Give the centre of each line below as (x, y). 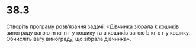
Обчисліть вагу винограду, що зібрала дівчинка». (69, 39)
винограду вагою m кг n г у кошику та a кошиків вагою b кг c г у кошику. (98, 32)
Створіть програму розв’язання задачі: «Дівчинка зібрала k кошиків (93, 26)
